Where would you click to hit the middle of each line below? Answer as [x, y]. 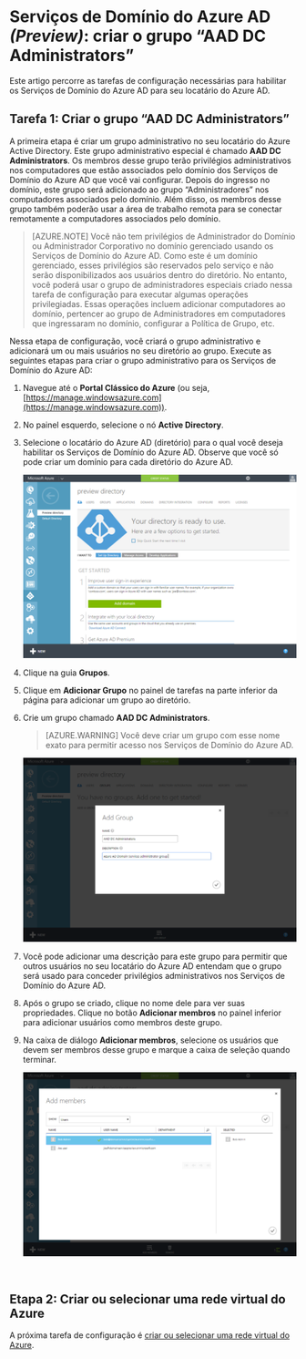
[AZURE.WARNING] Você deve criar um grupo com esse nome [163, 736]
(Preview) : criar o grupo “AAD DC [138, 36]
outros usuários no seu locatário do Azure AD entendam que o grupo [152, 966]
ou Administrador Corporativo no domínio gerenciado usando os [153, 246]
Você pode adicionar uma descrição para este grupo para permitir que [155, 957]
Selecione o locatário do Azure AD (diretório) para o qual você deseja [153, 442]
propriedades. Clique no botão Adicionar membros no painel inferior [152, 1013]
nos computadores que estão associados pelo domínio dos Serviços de [144, 170]
